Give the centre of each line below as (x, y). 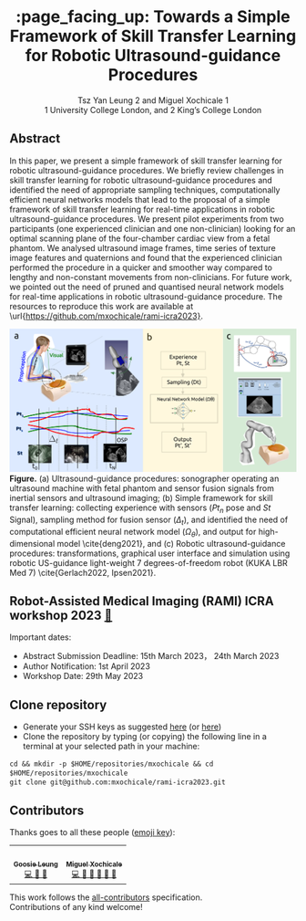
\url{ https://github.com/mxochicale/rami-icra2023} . (106, 316)
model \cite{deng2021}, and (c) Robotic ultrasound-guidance (171, 543)
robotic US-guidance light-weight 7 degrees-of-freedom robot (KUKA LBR (149, 562)
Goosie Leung (36, 864)
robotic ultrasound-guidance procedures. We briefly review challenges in (147, 170)
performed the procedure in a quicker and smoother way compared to (141, 267)
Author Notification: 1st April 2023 (86, 666)
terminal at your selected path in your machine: (111, 747)
